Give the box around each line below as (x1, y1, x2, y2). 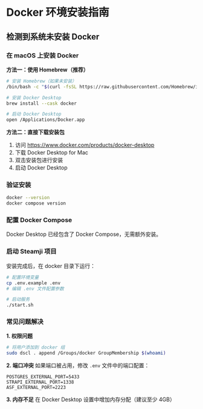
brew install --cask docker (6, 100, 77, 106)
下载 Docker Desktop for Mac (14, 149, 89, 156)
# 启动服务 (6, 296, 30, 303)
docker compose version (6, 200, 66, 206)
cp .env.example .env (6, 280, 61, 286)
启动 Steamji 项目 (6, 247, 57, 256)
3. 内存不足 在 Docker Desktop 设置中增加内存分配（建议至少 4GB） (6, 396, 175, 403)
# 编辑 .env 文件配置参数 (6, 286, 65, 292)
